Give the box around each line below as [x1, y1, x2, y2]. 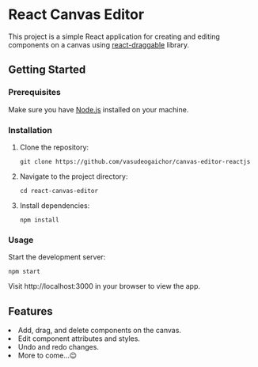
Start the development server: [8, 252, 106, 262]
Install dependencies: [19, 200, 90, 210]
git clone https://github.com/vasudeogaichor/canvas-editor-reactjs [19, 157, 251, 165]
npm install [19, 216, 59, 224]
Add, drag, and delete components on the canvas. [18, 326, 182, 335]
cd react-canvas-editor [19, 187, 99, 195]
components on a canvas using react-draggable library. [8, 40, 190, 49]
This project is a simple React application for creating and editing [8, 32, 220, 41]
